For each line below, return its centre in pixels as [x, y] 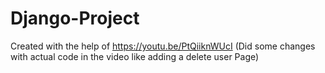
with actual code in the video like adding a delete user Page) [135, 56]
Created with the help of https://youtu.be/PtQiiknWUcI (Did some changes [163, 46]
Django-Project [75, 18]
